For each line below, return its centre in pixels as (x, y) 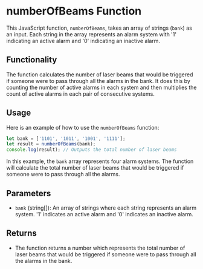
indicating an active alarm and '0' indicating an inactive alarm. (83, 41)
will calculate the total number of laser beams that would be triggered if (95, 168)
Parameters (29, 193)
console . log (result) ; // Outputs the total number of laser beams (92, 150)
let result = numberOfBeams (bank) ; (51, 144)
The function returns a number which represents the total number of (100, 248)
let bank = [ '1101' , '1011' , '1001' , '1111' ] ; (66, 138)
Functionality (32, 60)
